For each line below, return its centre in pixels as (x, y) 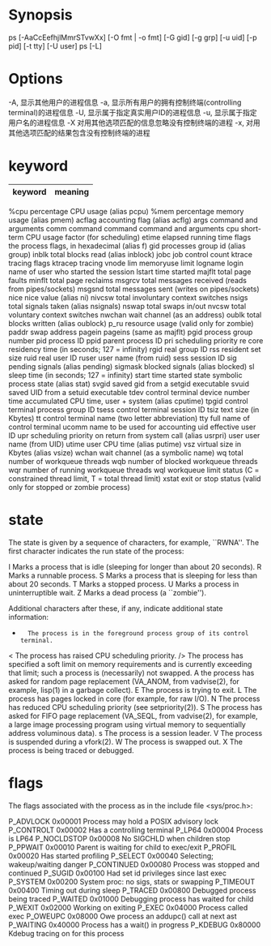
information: (29, 617)
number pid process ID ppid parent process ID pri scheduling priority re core (136, 340)
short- (251, 228)
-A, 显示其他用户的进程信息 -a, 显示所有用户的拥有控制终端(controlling (125, 102)
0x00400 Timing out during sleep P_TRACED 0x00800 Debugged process (132, 890)
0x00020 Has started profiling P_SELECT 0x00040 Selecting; (111, 856)
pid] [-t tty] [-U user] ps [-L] (55, 45)
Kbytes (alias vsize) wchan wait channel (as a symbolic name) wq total (126, 453)
